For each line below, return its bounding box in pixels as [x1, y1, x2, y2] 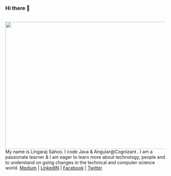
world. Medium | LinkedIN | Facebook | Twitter [5, 165, 103, 171]
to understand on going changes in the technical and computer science [5, 160, 155, 166]
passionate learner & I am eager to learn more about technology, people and [5, 154, 165, 160]
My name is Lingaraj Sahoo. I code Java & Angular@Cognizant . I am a [5, 149, 153, 155]
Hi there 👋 [5, 5, 31, 12]
